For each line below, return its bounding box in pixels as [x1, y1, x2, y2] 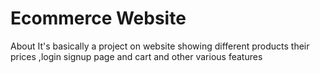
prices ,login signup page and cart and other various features [10, 50, 263, 62]
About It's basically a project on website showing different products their [10, 40, 310, 52]
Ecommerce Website [10, 7, 187, 30]
